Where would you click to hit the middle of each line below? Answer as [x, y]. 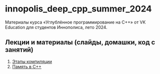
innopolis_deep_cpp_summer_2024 [79, 9]
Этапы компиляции [32, 62]
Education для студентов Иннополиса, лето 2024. [56, 27]
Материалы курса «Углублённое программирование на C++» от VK [75, 22]
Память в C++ [27, 66]
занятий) [19, 50]
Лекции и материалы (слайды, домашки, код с [80, 43]
